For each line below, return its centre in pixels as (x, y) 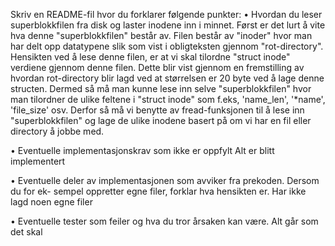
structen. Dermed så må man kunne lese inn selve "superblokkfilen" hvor (161, 88)
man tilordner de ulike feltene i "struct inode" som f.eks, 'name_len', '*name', (168, 99)
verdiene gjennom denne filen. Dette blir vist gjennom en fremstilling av (157, 67)
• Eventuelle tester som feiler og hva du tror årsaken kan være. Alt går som (164, 221)
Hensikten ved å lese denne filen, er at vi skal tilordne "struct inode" (150, 57)
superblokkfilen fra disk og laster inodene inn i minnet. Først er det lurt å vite (168, 25)
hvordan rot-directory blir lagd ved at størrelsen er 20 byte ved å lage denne (167, 78)
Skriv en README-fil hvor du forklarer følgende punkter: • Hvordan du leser (166, 14)
